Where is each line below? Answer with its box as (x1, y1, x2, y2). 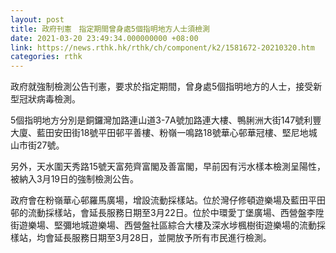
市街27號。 (18, 139, 65, 151)
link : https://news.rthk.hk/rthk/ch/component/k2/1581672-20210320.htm (10, 42, 315, 53)
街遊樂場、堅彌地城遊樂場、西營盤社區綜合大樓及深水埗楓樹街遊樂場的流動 (10, 219, 317, 231)
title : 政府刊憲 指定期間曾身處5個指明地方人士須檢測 (10, 24, 210, 34)
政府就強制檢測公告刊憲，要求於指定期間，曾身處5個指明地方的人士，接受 (10, 81, 314, 93)
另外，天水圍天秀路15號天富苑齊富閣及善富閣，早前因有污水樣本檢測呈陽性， (10, 161, 326, 173)
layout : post (10, 14, 65, 25)
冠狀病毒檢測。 (18, 93, 81, 105)
